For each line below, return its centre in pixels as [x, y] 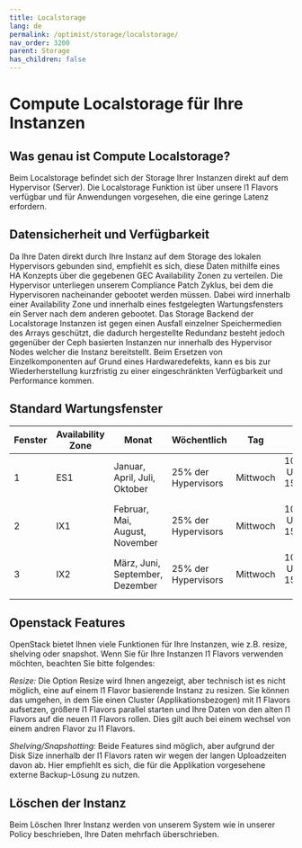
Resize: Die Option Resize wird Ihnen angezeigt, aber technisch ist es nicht [147, 681]
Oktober [131, 488]
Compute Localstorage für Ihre [126, 104]
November [136, 542]
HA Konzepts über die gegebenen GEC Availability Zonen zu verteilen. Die [146, 275]
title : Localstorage [48, 18]
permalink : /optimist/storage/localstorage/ [94, 34]
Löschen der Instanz [68, 803]
